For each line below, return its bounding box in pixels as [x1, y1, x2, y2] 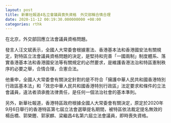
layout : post [5, 7, 33, 13]
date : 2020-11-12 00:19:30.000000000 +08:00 [5, 17, 101, 22]
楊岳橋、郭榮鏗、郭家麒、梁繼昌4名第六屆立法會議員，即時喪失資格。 [5, 112, 149, 119]
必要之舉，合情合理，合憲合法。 [14, 66, 81, 72]
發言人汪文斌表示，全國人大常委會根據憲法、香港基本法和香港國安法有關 [5, 47, 157, 53]
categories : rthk [5, 21, 42, 27]
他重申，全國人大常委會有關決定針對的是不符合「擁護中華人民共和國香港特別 [5, 76, 166, 83]
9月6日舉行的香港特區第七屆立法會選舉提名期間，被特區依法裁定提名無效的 [5, 106, 163, 112]
